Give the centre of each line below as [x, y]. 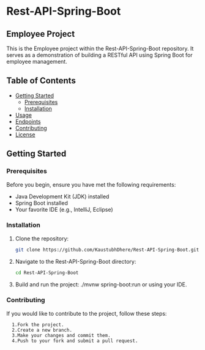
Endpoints [28, 121]
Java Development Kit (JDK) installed [62, 196]
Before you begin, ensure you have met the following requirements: [91, 184]
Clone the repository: [42, 238]
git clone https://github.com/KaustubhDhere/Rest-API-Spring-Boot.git [107, 250]
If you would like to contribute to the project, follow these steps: [87, 313]
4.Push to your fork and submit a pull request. [75, 341]
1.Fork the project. [38, 325]
